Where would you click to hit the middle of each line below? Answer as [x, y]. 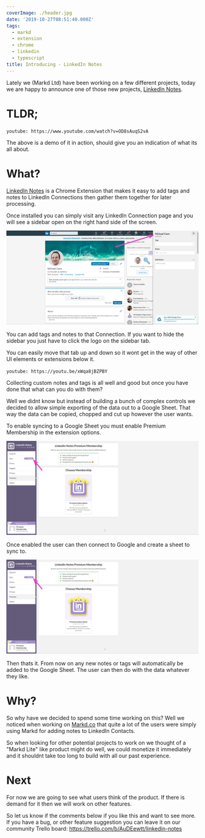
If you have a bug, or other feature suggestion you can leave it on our [93, 822]
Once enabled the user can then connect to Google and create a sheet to [98, 544]
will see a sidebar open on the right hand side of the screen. [82, 222]
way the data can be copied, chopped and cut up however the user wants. [100, 414]
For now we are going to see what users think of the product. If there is [95, 797]
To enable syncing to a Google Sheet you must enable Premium [86, 426]
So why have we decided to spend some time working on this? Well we [95, 718]
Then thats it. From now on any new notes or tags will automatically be [95, 663]
